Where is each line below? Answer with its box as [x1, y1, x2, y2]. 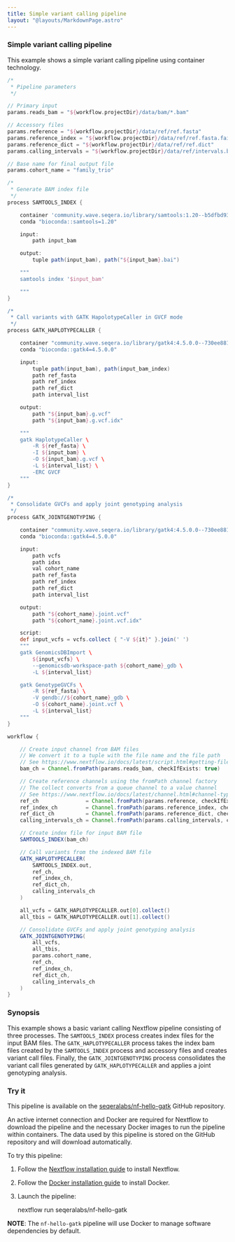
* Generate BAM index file [10, 186, 90, 193]
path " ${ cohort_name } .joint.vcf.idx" [32, 617, 142, 624]
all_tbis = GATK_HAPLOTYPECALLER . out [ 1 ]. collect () [20, 913, 171, 920]
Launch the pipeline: [17, 1192, 77, 1200]
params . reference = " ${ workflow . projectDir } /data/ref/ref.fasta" [7, 128, 201, 135]
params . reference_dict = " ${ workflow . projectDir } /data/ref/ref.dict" [7, 141, 215, 148]
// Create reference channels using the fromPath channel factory [20, 778, 218, 785]
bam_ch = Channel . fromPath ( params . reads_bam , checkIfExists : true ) [20, 765, 220, 773]
